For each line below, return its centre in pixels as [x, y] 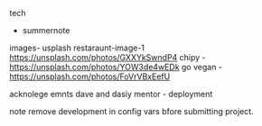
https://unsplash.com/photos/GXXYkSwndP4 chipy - [108, 57]
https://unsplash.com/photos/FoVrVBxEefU [90, 76]
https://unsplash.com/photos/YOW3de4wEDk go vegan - [116, 67]
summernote [46, 30]
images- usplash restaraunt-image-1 [77, 48]
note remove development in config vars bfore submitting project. [132, 111]
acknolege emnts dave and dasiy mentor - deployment [111, 94]
